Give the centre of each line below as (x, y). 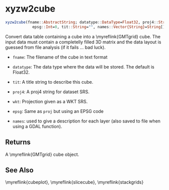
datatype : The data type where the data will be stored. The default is (83, 67)
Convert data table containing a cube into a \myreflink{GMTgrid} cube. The (83, 36)
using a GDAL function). (37, 126)
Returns (18, 142)
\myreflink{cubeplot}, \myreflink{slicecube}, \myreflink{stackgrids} (74, 182)
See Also (19, 170)
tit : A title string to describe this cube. (53, 82)
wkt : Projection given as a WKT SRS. (50, 101)
